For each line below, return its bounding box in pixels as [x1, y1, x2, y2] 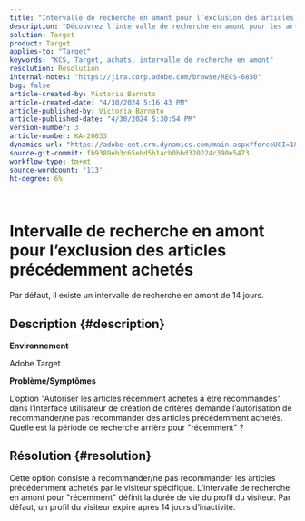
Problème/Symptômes [9, 376, 97, 386]
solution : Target [9, 30, 75, 39]
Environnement [9, 340, 69, 351]
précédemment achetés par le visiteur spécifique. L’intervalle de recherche [9, 482, 290, 493]
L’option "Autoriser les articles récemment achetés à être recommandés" [9, 393, 281, 404]
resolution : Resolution [9, 65, 100, 74]
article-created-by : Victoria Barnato [9, 89, 156, 98]
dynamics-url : [9, 140, 64, 149]
